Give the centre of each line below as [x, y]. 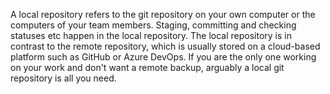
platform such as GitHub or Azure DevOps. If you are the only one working [163, 57]
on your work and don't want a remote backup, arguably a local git [147, 67]
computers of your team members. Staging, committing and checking [153, 25]
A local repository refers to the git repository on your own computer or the [163, 14]
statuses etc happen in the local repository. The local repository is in [151, 35]
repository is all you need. [63, 78]
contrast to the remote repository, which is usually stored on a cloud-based [165, 46]
